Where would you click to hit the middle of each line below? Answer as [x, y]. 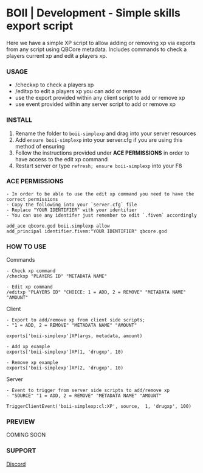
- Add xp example [28, 347]
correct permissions [33, 199]
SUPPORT [21, 450]
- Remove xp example [33, 363]
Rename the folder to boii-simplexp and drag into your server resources [105, 133]
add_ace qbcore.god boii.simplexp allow [58, 226]
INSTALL [19, 120]
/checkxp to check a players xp [54, 85]
